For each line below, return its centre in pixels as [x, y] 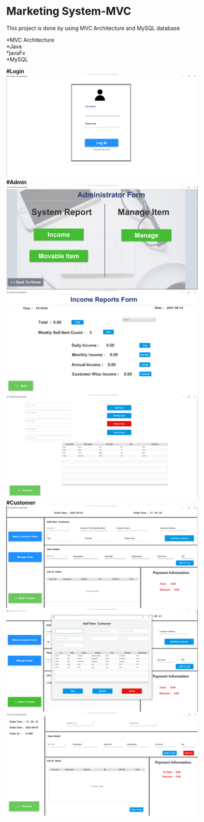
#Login [15, 71]
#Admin [17, 182]
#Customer [21, 503]
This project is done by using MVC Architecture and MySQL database [93, 28]
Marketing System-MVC [69, 11]
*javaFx [16, 52]
